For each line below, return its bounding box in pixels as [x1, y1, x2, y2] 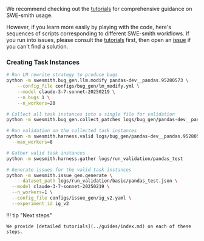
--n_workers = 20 [17, 100, 56, 106]
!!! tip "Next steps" [6, 211, 53, 218]
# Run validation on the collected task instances [6, 128, 137, 134]
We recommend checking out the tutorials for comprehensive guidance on [6, 5, 192, 12]
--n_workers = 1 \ [12, 189, 53, 195]
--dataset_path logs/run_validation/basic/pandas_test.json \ [17, 178, 178, 184]
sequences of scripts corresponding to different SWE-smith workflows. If [6, 30, 189, 37]
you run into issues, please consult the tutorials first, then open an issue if [6, 37, 191, 43]
